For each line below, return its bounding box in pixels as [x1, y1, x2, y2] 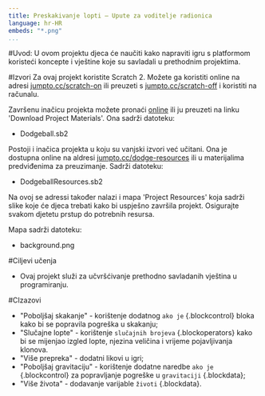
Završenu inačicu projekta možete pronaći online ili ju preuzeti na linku [8, 105, 239, 114]
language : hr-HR [8, 19, 62, 27]
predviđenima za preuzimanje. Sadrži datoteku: [8, 162, 164, 171]
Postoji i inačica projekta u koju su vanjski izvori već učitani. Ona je [8, 145, 227, 154]
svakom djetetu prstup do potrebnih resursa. [8, 210, 155, 219]
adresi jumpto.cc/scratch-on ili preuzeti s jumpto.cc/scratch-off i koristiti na [8, 81, 257, 90]
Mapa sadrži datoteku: [8, 225, 82, 234]
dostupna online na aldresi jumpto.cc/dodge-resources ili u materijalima [8, 153, 245, 162]
